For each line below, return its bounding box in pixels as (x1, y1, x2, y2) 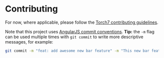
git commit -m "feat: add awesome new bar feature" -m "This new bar (5, 48, 150, 53)
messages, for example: (5, 39, 54, 44)
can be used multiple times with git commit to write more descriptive (5, 34, 143, 40)
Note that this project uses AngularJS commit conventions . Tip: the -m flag (5, 29, 155, 34)
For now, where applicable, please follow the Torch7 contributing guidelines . (5, 19, 159, 25)
